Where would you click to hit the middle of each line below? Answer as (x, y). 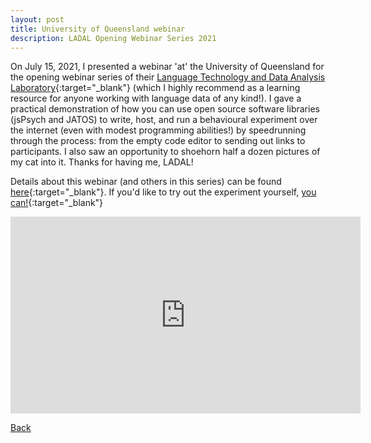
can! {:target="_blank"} (57, 203)
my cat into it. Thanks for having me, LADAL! (102, 162)
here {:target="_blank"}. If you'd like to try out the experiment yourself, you (163, 192)
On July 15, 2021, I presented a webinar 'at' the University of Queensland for (167, 67)
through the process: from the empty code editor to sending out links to (158, 141)
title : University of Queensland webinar (98, 29)
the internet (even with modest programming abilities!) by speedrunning (158, 130)
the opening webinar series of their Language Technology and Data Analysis (168, 77)
